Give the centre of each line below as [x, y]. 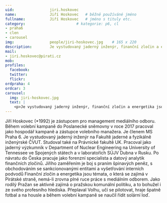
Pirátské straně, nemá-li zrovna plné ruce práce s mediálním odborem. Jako [83, 179]
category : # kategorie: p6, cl [62, 24]
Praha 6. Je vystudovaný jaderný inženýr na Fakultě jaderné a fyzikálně [78, 137]
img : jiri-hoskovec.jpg [34, 98]
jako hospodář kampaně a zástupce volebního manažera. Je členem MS [79, 132]
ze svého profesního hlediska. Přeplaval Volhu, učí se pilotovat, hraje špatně [83, 190]
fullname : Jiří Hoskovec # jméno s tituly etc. [69, 19]
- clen [12, 33]
